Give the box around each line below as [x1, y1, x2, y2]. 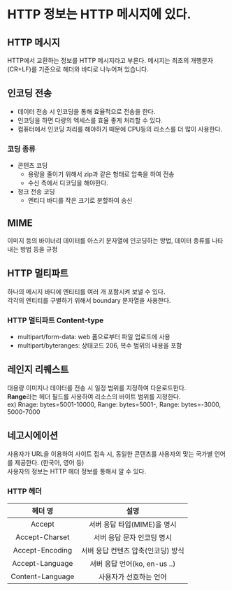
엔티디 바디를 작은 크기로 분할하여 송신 [27, 197, 133, 205]
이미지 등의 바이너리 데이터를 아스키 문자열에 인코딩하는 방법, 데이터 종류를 [7, 236, 211, 245]
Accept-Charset [15, 532, 70, 542]
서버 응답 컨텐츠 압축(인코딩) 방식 [81, 546, 184, 555]
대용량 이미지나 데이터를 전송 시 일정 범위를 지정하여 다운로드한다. [7, 383, 187, 392]
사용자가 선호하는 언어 [99, 571, 167, 581]
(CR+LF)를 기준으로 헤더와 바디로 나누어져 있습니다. [7, 65, 149, 73]
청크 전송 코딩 [17, 187, 55, 196]
